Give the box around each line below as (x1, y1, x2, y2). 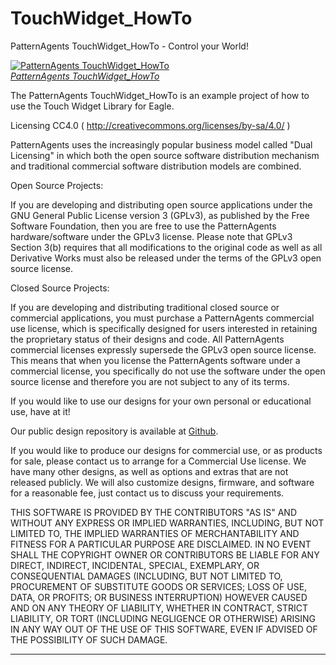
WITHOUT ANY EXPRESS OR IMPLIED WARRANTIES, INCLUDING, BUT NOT (10, 517, 325, 529)
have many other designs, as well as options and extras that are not (10, 465, 289, 477)
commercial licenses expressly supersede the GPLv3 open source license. (10, 343, 317, 356)
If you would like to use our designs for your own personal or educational (10, 395, 312, 407)
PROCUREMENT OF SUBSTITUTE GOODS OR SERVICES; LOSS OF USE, (10, 580, 308, 592)
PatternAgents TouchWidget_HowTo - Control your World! (10, 40, 249, 52)
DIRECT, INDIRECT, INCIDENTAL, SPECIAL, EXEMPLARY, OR (10, 559, 260, 571)
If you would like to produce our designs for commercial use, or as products (10, 444, 323, 456)
